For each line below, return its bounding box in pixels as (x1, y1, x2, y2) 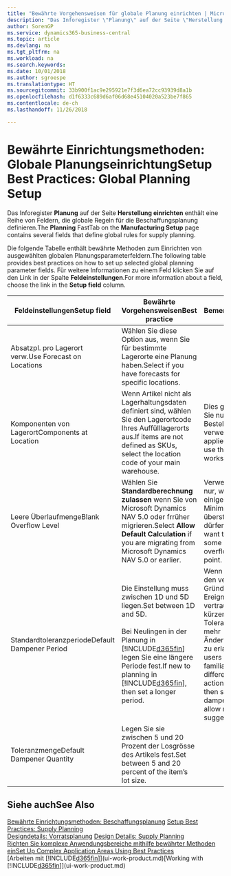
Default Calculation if (121, 529, 192, 538)
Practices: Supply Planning (7, 824, 84, 833)
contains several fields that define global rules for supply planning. (7, 230, 196, 238)
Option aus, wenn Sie (121, 334, 190, 344)
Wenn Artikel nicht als (121, 389, 192, 398)
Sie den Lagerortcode (121, 414, 192, 424)
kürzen (203, 609, 227, 619)
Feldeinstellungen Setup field (14, 305, 111, 315)
